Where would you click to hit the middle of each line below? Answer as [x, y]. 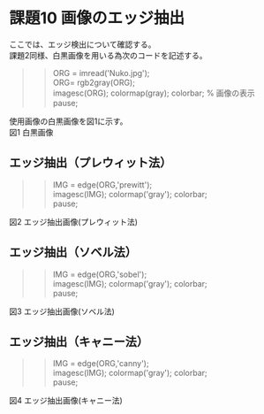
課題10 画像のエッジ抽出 [97, 18]
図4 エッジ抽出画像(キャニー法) [66, 401]
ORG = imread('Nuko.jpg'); [101, 73]
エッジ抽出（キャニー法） [79, 341]
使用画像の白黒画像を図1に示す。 [68, 121]
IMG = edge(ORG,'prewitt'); [102, 184]
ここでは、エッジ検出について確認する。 [83, 44]
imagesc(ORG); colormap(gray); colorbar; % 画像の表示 [154, 93]
